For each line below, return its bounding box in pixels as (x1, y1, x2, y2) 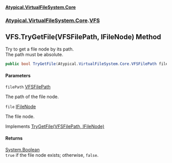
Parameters (5, 72, 31, 79)
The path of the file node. (5, 94, 59, 100)
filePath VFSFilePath (5, 84, 51, 90)
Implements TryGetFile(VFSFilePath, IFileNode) (5, 123, 105, 130)
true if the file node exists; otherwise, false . (5, 152, 99, 158)
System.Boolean (5, 146, 40, 153)
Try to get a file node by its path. (5, 46, 74, 52)
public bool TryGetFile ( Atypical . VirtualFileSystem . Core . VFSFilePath (5, 61, 157, 66)
